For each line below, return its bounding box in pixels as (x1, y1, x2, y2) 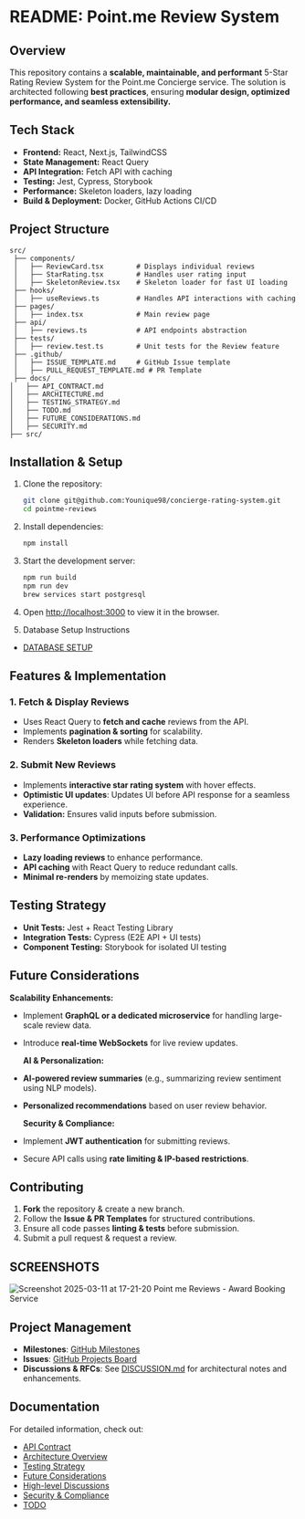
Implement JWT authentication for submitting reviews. (22, 1135, 231, 1147)
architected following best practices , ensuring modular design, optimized (9, 87, 290, 97)
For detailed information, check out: (9, 1423, 144, 1434)
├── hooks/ (13, 286, 55, 295)
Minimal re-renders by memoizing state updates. (22, 871, 209, 882)
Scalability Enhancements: (9, 992, 114, 1003)
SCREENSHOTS (9, 1259, 100, 1274)
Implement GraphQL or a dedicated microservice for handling (22, 1010, 258, 1021)
